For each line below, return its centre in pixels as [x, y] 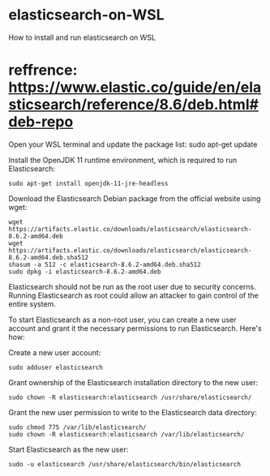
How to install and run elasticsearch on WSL [82, 37]
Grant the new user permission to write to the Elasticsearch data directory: [133, 412]
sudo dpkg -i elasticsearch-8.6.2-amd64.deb [85, 272]
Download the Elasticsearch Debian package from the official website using [135, 198]
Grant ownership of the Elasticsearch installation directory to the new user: [133, 382]
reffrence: [43, 70]
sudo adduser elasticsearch [56, 367]
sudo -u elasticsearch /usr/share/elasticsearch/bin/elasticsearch [125, 464]
